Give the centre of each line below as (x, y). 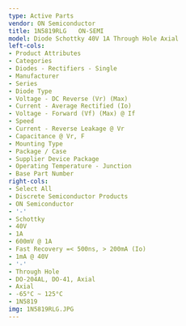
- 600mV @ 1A (30, 242)
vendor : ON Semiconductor (52, 23)
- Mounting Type (36, 144)
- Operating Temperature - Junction (70, 167)
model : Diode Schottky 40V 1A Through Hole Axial (94, 38)
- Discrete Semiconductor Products (68, 196)
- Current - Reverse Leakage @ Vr (67, 129)
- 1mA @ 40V (28, 256)
